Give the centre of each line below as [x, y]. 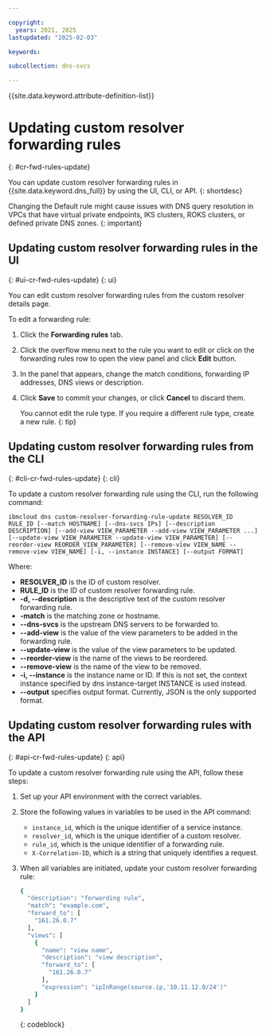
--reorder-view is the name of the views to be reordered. [114, 658]
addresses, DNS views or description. [82, 382]
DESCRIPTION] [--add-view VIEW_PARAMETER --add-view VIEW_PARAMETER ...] [133, 530]
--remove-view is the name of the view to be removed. [110, 667]
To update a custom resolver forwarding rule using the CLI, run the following [133, 494]
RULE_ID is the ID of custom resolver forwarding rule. [107, 590]
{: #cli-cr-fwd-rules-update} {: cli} [65, 478]
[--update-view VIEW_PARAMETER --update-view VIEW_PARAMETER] [113, 538]
